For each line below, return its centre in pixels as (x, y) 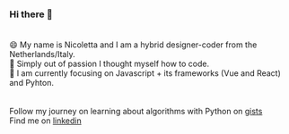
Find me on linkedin (46, 121)
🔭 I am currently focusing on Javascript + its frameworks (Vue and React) (145, 73)
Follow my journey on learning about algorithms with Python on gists (136, 112)
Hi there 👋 (31, 14)
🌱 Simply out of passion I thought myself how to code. (109, 64)
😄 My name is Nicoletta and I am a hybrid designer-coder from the (133, 45)
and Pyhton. (31, 83)
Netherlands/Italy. (42, 54)
